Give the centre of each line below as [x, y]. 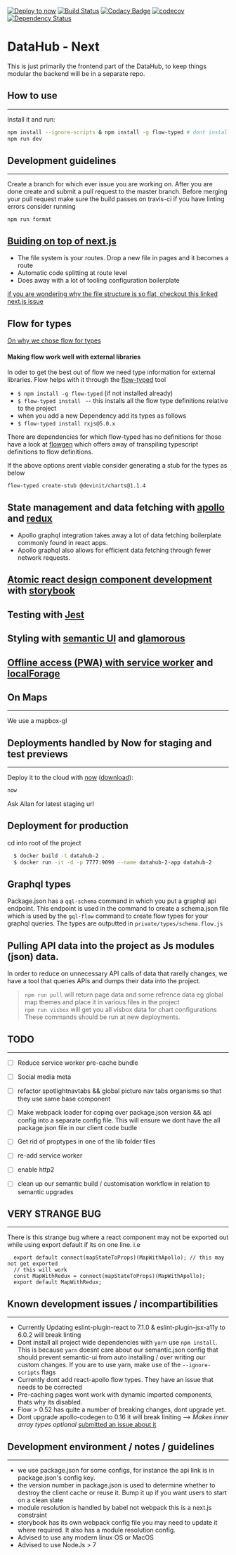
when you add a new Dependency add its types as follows [102, 416]
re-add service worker [50, 1156]
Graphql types [39, 884]
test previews [38, 754]
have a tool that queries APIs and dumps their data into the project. [104, 981]
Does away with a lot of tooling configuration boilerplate [99, 281]
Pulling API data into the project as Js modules [111, 946]
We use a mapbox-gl [37, 721]
